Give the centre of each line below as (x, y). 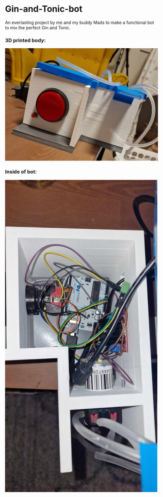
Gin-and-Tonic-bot (44, 9)
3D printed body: (25, 40)
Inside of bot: (21, 172)
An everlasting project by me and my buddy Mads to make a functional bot (80, 22)
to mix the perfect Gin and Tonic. (38, 27)
